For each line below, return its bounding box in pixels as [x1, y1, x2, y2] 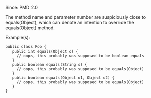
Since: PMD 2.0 [5, 5, 38, 10]
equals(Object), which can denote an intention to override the [5, 20, 134, 25]
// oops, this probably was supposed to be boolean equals [16, 53, 144, 58]
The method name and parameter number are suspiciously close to [5, 14, 146, 20]
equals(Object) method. [5, 25, 55, 31]
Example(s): [5, 35, 31, 40]
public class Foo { [5, 44, 47, 50]
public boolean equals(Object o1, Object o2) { [12, 75, 115, 80]
